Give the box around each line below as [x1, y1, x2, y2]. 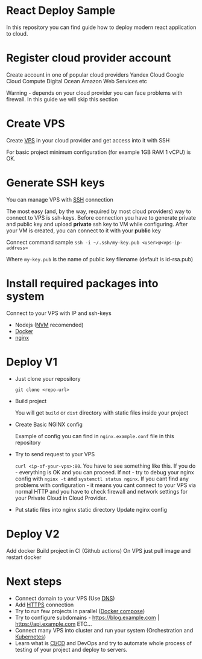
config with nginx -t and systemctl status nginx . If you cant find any [14, 475, 189, 482]
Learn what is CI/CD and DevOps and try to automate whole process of [14, 639, 192, 646]
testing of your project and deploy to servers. [14, 646, 128, 653]
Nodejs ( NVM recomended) [14, 321, 84, 328]
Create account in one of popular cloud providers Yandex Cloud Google [6, 71, 185, 78]
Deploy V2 [6, 527, 60, 541]
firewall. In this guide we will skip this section [6, 95, 118, 103]
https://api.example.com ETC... [14, 620, 92, 628]
